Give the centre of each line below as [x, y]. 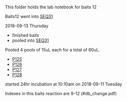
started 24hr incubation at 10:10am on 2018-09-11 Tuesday [63, 84]
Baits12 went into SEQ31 [29, 16]
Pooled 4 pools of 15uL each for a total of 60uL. [53, 50]
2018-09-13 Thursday [27, 26]
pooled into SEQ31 [31, 40]
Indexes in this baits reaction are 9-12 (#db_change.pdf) [61, 93]
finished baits [26, 35]
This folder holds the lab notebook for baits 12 [51, 7]
